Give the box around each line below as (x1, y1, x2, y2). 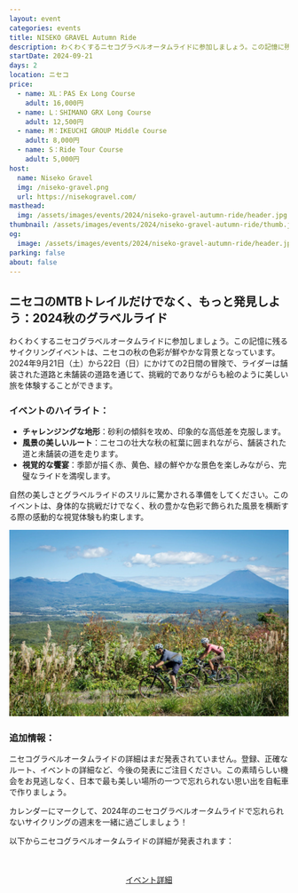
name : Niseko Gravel (17, 173, 93, 182)
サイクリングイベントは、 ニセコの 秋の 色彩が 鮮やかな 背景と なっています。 (9, 347, 280, 358)
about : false (9, 257, 58, 266)
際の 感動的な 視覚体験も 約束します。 (17, 511, 149, 523)
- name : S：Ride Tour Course (17, 146, 124, 154)
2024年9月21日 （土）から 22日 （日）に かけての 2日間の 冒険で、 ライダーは (9, 358, 281, 368)
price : (9, 80, 34, 89)
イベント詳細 (125, 874, 173, 885)
